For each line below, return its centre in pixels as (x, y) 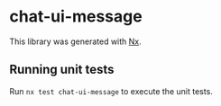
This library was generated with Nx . (75, 41)
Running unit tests (62, 70)
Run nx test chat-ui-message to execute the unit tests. (111, 91)
